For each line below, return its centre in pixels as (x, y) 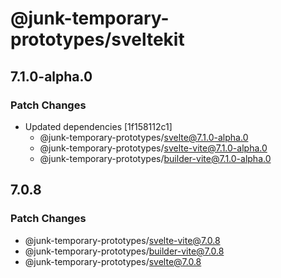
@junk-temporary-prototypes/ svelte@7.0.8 (113, 261)
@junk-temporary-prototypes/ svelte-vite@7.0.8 (122, 240)
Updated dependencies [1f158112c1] (98, 126)
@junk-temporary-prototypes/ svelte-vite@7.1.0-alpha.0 (153, 148)
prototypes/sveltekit (97, 39)
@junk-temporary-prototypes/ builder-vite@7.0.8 (124, 251)
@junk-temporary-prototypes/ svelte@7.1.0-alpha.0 (144, 137)
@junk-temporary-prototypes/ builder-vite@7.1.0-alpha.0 (155, 158)
